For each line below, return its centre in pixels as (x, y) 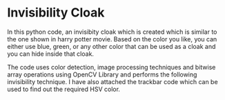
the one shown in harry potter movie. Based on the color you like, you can (112, 39)
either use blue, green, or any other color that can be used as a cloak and (111, 46)
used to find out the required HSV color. (64, 89)
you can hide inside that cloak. (51, 54)
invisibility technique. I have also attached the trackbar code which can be (113, 81)
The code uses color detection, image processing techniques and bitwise (111, 67)
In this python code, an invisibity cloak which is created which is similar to (112, 32)
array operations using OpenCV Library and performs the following (102, 74)
